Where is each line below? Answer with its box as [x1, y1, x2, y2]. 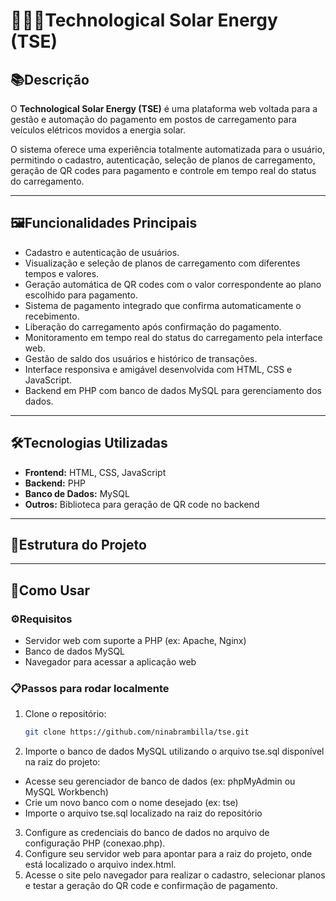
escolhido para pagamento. [24, 289, 138, 301]
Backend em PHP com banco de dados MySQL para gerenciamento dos [24, 384, 322, 396]
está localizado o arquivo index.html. [24, 859, 177, 871]
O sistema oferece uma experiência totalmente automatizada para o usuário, [10, 144, 326, 155]
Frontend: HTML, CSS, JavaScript [24, 466, 167, 478]
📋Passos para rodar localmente [10, 682, 170, 696]
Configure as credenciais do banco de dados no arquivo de [24, 827, 270, 839]
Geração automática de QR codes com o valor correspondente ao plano [24, 278, 322, 290]
